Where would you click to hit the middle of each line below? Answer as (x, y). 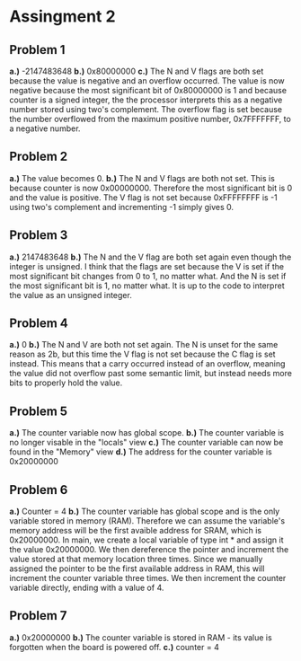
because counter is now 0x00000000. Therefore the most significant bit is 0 (151, 188)
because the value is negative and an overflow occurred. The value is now (147, 81)
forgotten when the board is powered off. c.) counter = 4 (115, 647)
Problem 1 (37, 50)
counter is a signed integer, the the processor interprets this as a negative (146, 100)
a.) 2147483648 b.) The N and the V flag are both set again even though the (150, 257)
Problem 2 (39, 157)
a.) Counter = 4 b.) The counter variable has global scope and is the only (145, 511)
